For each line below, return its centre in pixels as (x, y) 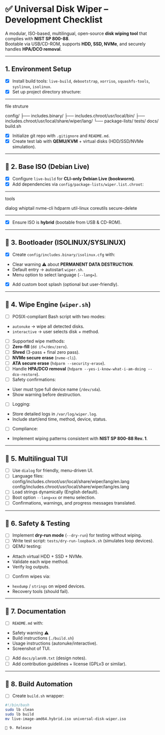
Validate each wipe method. (40, 562)
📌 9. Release (18, 728)
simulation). (24, 147)
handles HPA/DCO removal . (33, 49)
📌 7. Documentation (36, 611)
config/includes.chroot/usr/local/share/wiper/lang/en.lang (71, 481)
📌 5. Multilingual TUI (36, 459)
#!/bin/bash (17, 705)
